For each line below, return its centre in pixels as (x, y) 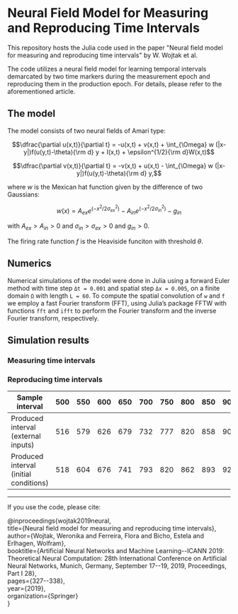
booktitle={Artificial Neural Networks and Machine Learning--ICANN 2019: (116, 551)
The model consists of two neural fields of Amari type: (87, 131)
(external (26, 436)
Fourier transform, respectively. (53, 318)
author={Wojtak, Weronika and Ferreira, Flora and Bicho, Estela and (106, 536)
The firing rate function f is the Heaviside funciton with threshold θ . (106, 241)
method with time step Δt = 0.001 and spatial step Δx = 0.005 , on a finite (114, 288)
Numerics (29, 263)
